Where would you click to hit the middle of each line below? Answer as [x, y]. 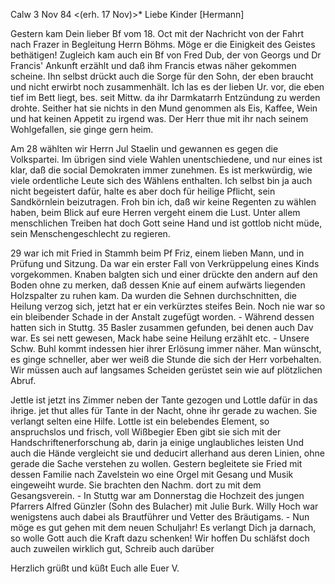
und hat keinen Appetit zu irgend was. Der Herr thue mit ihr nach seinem [159, 118]
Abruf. [23, 380]
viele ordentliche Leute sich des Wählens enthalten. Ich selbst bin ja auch [161, 180]
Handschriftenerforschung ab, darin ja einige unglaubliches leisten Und [157, 442]
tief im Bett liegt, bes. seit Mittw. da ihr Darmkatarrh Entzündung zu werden [165, 97]
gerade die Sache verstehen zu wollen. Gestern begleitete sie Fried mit [156, 463]
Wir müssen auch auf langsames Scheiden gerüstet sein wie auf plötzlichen [166, 370]
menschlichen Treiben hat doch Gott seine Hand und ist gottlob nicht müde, [166, 223]
